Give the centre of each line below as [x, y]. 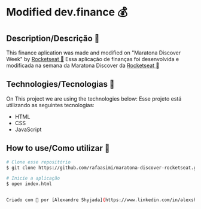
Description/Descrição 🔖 [53, 38]
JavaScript [28, 129]
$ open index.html [29, 184]
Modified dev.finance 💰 [67, 12]
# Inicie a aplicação [33, 178]
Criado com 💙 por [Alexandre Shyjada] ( [56, 200]
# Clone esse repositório [38, 162]
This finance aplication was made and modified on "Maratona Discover [94, 53]
